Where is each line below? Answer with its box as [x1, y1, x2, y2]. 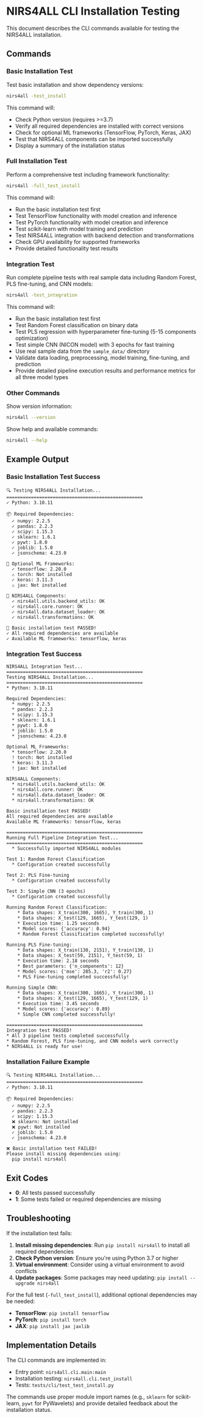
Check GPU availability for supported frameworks [15, 238, 140, 245]
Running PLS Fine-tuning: [6, 942, 72, 948]
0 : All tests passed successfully [15, 1189, 96, 1196]
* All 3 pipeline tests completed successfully [6, 1032, 130, 1039]
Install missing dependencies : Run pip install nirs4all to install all [15, 1241, 190, 1249]
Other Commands [6, 388, 60, 397]
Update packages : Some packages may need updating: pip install [15, 1274, 188, 1281]
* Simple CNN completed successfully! [17, 1011, 116, 1017]
